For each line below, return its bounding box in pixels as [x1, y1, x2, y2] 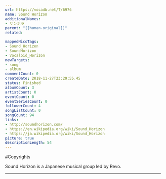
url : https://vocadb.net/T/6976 [5, 7, 72, 12]
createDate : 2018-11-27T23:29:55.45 [5, 76, 81, 81]
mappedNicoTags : [5, 39, 39, 45]
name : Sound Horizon [5, 12, 48, 17]
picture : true [5, 135, 35, 141]
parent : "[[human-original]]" [5, 26, 68, 31]
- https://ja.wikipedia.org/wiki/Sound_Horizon [5, 131, 105, 136]
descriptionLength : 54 [5, 140, 52, 145]
